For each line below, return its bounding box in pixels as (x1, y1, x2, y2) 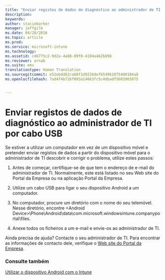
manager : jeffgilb (5, 26, 43, 31)
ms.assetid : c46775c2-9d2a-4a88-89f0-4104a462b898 (5, 53, 112, 59)
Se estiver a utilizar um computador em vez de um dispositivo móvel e (5, 144, 149, 150)
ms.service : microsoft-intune (5, 44, 68, 49)
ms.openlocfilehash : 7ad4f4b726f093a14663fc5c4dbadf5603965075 (5, 77, 139, 82)
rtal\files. (12, 215, 31, 221)
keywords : (5, 16, 26, 21)
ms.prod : (5, 40, 23, 45)
